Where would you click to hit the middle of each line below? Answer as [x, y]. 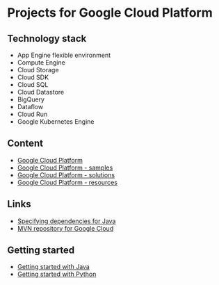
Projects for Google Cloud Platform [110, 13]
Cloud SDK [33, 77]
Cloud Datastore [41, 92]
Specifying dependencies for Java [66, 221]
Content [25, 144]
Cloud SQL [33, 84]
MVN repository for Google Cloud [65, 228]
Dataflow [30, 107]
